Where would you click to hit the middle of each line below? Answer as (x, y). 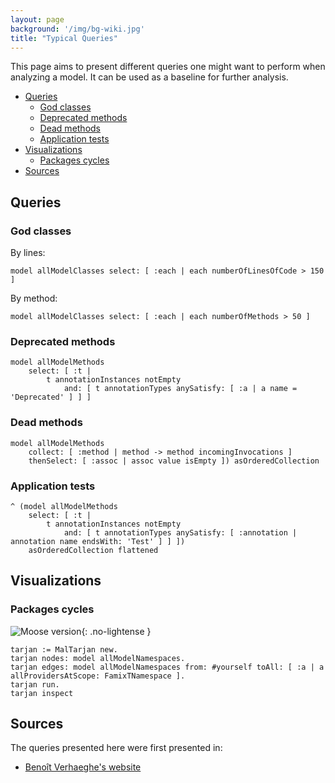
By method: (34, 298)
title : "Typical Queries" (64, 38)
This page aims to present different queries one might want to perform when (168, 67)
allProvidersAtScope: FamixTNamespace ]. (98, 676)
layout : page (37, 19)
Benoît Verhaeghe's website (83, 767)
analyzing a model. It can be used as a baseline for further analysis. (149, 77)
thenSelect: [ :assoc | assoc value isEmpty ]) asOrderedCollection (174, 461)
